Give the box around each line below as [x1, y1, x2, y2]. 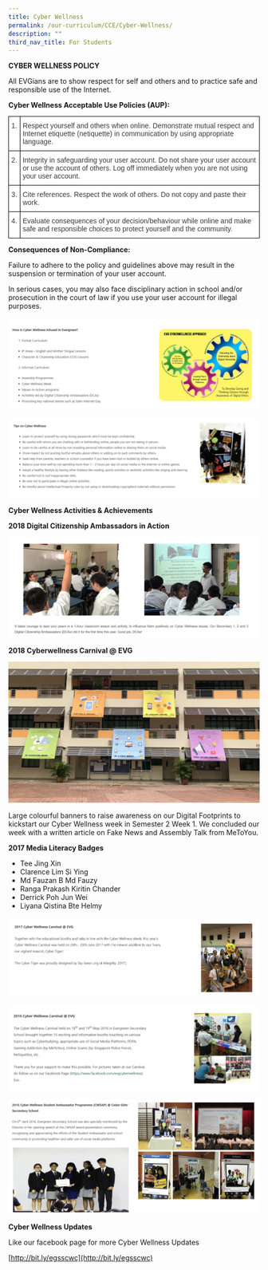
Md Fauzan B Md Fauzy [19, 876, 98, 885]
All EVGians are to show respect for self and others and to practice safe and [8, 77, 258, 86]
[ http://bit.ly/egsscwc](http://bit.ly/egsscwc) [8, 1253, 153, 1263]
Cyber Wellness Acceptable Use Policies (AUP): [8, 101, 170, 110]
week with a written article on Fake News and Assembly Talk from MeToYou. [8, 828, 259, 838]
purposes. [8, 302, 42, 311]
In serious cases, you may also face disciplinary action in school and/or [8, 284, 243, 294]
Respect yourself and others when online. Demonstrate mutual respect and [22, 121, 254, 131]
